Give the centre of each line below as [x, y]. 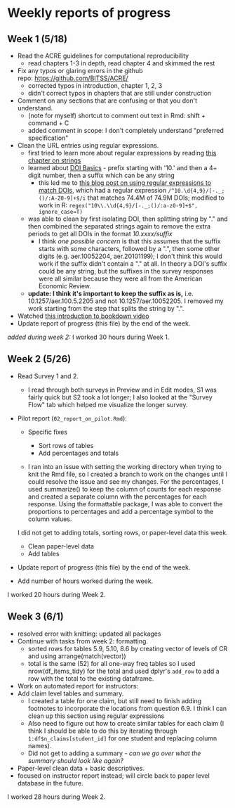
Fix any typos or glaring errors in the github [80, 71]
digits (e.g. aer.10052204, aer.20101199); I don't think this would [130, 256]
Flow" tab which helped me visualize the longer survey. [108, 404]
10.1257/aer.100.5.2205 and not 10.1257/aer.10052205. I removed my [126, 301]
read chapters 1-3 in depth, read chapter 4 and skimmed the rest [121, 63]
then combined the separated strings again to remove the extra [119, 226]
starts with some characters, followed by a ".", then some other [129, 249]
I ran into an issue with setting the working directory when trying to [125, 466]
